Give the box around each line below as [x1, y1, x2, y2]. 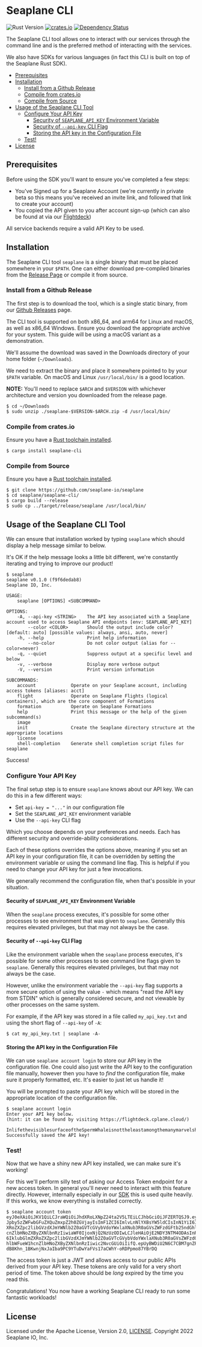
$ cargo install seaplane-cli [6, 448, 82, 454]
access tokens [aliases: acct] [6, 688, 85, 694]
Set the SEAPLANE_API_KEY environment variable [14, 810, 131, 817]
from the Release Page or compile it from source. [6, 271, 128, 278]
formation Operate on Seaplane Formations [17, 704, 152, 710]
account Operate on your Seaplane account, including [17, 683, 187, 689]
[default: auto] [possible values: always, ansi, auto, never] [6, 630, 168, 636]
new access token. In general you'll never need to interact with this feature [6, 1185, 191, 1192]
